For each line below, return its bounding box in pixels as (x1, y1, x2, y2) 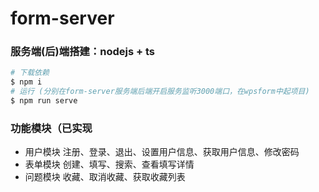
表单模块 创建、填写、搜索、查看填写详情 (24, 158, 195, 171)
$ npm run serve (10, 96, 78, 106)
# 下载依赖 (10, 68, 50, 78)
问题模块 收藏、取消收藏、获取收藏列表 (24, 171, 186, 183)
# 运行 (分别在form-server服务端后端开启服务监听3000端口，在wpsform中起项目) (10, 87, 310, 97)
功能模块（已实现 (10, 121, 93, 135)
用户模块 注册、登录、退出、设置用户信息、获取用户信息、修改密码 (24, 146, 300, 158)
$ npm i (10, 77, 43, 87)
